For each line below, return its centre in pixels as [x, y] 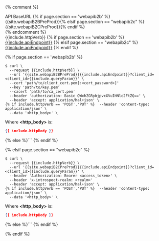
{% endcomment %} [26, 32]
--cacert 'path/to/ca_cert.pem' [43, 92]
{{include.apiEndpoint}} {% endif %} [42, 48]
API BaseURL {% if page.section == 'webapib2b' [54, 16]
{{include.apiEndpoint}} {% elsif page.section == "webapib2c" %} [72, 42]
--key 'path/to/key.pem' [35, 87]
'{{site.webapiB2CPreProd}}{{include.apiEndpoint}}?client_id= [88, 167]
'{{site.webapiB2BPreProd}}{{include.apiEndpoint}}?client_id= [88, 75]
